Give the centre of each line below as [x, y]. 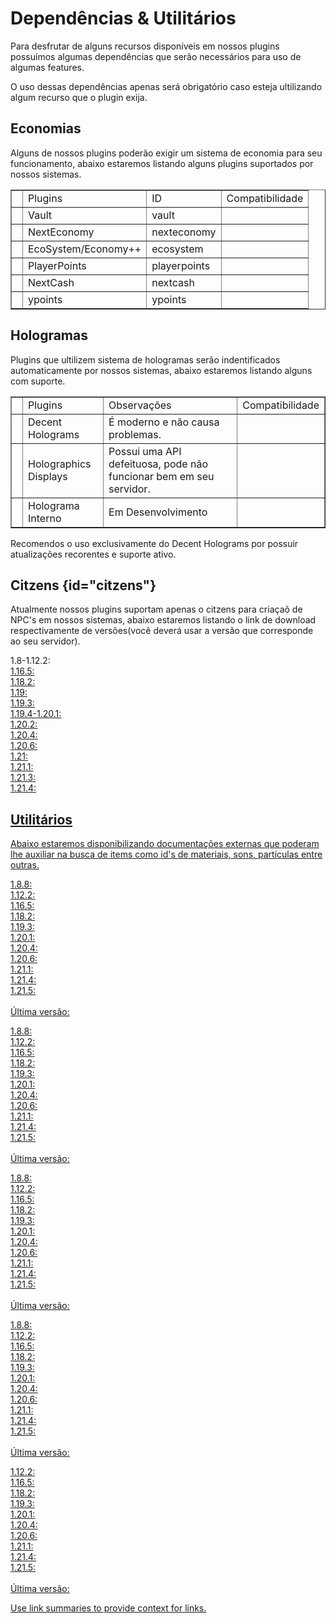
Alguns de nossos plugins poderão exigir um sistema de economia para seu [166, 153]
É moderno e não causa [164, 422]
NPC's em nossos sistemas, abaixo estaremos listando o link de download [163, 620]
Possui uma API [145, 451]
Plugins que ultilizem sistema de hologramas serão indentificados [145, 359]
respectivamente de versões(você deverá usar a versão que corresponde [162, 631]
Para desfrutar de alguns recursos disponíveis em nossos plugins [145, 46]
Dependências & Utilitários [123, 18]
